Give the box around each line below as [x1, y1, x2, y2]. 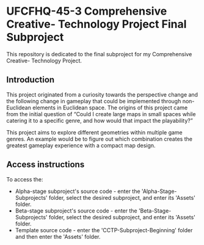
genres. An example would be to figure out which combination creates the [6, 135, 192, 142]
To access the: [6, 175, 44, 183]
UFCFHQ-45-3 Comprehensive [6, 4, 167, 18]
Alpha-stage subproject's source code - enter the [15, 188, 140, 195]
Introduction [6, 75, 55, 85]
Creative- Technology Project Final [6, 17, 187, 31]
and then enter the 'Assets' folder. [15, 233, 101, 240]
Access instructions [6, 159, 85, 170]
